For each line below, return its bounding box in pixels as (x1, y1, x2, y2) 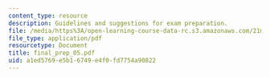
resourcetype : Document (8, 42, 88, 50)
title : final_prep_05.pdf (8, 49, 95, 57)
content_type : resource (8, 11, 88, 20)
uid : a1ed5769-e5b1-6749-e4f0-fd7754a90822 (8, 57, 157, 65)
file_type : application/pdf (8, 34, 103, 43)
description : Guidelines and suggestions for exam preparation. (8, 19, 228, 27)
